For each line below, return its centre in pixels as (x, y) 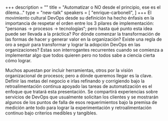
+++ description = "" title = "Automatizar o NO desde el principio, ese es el (83, 7)
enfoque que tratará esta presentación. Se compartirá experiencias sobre (81, 92)
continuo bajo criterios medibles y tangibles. (51, 113)
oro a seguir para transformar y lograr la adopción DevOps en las (73, 44)
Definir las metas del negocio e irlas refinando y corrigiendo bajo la (75, 81)
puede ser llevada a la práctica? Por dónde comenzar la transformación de (83, 34)
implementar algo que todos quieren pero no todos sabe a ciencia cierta (80, 55)
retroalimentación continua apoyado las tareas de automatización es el (79, 86)
